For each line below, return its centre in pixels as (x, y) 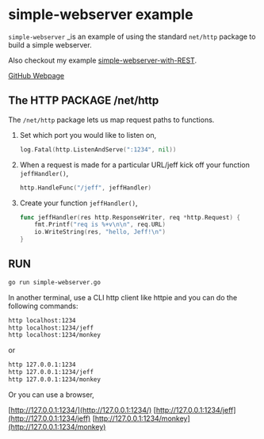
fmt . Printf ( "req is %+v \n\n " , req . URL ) (100, 225)
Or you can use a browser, (52, 395)
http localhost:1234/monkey (55, 335)
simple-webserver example (101, 15)
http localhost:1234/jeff (51, 328)
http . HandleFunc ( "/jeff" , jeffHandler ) (86, 188)
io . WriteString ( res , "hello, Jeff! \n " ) (100, 232)
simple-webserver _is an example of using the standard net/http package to (132, 36)
